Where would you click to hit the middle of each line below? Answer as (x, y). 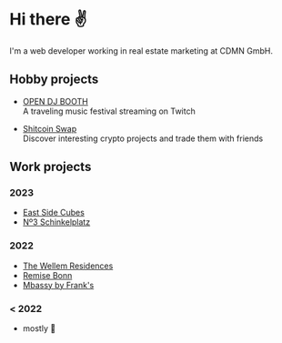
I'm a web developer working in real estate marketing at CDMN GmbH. (141, 50)
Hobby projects (54, 80)
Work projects (50, 167)
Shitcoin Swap (50, 128)
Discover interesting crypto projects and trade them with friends (143, 138)
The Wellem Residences (68, 266)
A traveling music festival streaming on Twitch (109, 111)
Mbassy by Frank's (58, 285)
